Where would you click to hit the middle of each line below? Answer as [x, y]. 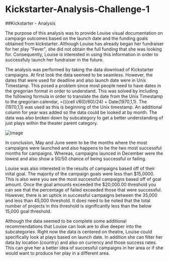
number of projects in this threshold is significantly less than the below [78, 206]
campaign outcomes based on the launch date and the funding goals [77, 38]
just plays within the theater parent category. [52, 123]
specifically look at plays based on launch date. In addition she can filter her [84, 237]
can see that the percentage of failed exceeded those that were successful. [83, 189]
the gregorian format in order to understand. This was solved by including [82, 91]
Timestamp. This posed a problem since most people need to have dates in [83, 85]
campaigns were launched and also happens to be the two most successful [83, 148]
